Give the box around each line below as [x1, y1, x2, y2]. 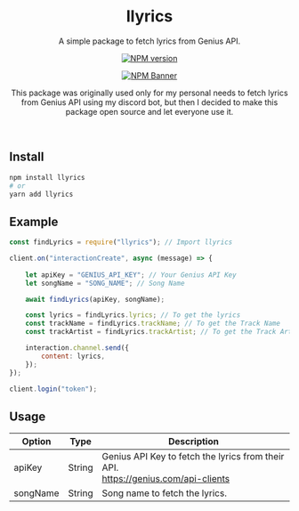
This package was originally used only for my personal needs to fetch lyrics [11, 87, 288, 98]
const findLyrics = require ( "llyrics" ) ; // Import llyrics [9, 238, 233, 247]
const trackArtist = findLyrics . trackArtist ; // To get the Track [25, 328, 277, 337]
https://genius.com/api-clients [101, 473, 230, 485]
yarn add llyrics [9, 190, 74, 199]
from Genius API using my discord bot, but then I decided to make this [20, 96, 279, 108]
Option [21, 435, 52, 448]
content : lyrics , [41, 352, 105, 361]
